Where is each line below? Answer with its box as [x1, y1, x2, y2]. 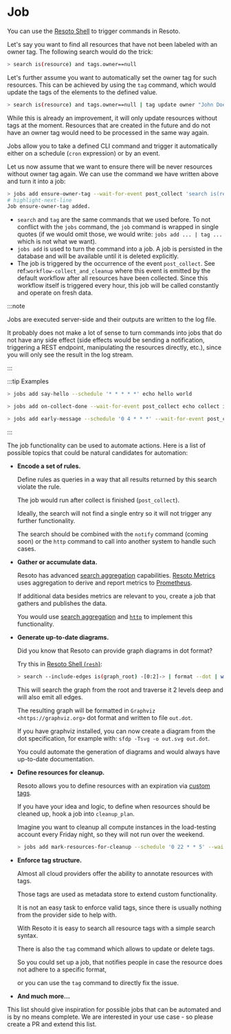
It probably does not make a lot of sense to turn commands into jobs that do [7, 328, 222, 337]
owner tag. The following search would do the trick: [7, 48, 153, 56]
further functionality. [16, 516, 76, 525]
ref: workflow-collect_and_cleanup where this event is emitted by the [16, 266, 211, 275]
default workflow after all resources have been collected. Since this [16, 274, 208, 282]
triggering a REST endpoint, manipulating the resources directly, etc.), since [7, 344, 222, 352]
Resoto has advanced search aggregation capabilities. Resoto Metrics [16, 571, 215, 579]
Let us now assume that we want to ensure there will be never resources [7, 162, 213, 171]
